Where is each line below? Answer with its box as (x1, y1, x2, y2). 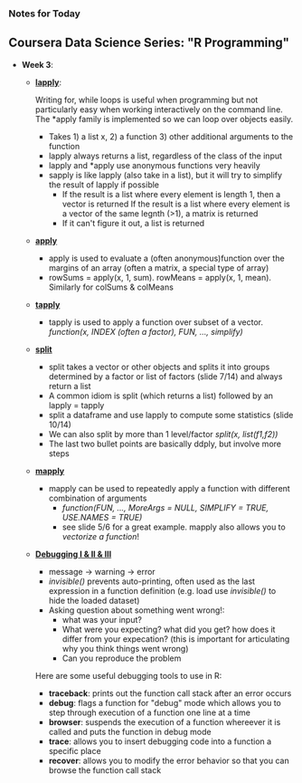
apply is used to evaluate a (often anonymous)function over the (48, 253, 286, 263)
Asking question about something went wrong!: (48, 605, 225, 616)
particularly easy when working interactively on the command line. (34, 103, 284, 115)
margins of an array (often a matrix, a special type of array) (48, 262, 269, 273)
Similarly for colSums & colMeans (48, 282, 174, 292)
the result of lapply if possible (48, 179, 160, 190)
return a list (48, 380, 91, 391)
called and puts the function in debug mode (48, 726, 212, 737)
